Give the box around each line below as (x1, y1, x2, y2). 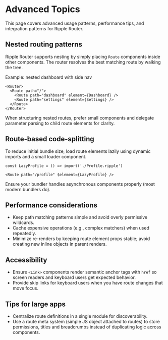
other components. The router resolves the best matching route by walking (5, 59, 161, 65)
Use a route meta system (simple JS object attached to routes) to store (12, 319, 160, 324)
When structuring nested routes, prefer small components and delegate (5, 115, 154, 121)
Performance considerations (5, 201, 97, 209)
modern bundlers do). (5, 186, 50, 192)
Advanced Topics (5, 4, 80, 15)
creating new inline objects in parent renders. (12, 241, 107, 247)
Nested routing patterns (5, 40, 82, 49)
